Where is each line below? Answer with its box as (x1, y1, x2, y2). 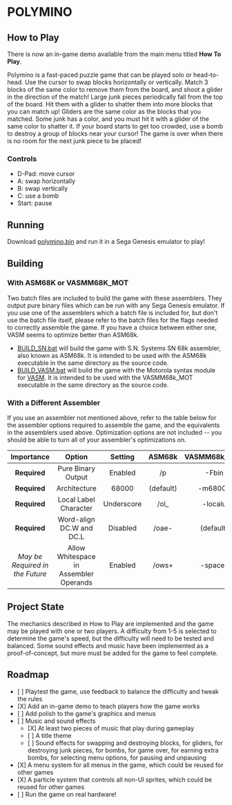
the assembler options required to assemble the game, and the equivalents (7, 421, 220, 429)
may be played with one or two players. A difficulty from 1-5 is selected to (7, 627, 217, 635)
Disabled (108, 523, 137, 533)
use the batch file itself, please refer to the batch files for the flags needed (7, 316, 219, 324)
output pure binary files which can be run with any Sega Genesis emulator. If (7, 301, 225, 310)
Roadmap (7, 669, 50, 681)
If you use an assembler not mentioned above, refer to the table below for (7, 414, 217, 422)
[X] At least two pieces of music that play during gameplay (27, 723, 195, 732)
